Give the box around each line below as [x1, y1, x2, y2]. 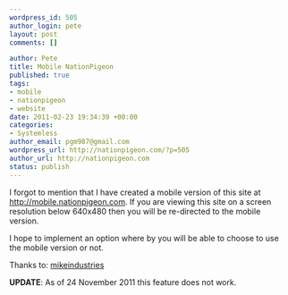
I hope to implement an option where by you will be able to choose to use [9, 232, 279, 243]
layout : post [9, 29, 58, 38]
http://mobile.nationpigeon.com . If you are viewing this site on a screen [9, 196, 272, 206]
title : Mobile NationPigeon [9, 63, 114, 72]
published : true [9, 71, 70, 80]
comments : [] [9, 38, 58, 47]
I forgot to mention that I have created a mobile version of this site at [9, 187, 261, 198]
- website [9, 104, 47, 113]
